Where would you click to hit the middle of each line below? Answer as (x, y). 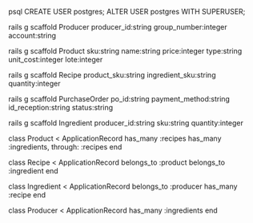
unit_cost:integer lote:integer (56, 60)
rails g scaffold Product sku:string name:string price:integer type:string (125, 51)
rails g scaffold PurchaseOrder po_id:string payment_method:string (119, 99)
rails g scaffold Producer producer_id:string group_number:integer (118, 27)
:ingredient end (33, 171)
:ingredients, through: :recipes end (65, 147)
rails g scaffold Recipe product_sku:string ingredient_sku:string (112, 75)
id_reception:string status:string (61, 108)
